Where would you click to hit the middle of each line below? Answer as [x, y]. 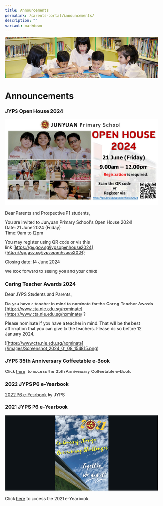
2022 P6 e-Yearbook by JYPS [35, 395]
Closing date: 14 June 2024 [33, 262]
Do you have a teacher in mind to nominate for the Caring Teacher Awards [79, 304]
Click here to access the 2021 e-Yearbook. [47, 498]
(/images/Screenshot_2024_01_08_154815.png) [52, 348]
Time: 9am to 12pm [24, 233]
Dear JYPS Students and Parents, [39, 294]
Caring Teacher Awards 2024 [41, 284]
